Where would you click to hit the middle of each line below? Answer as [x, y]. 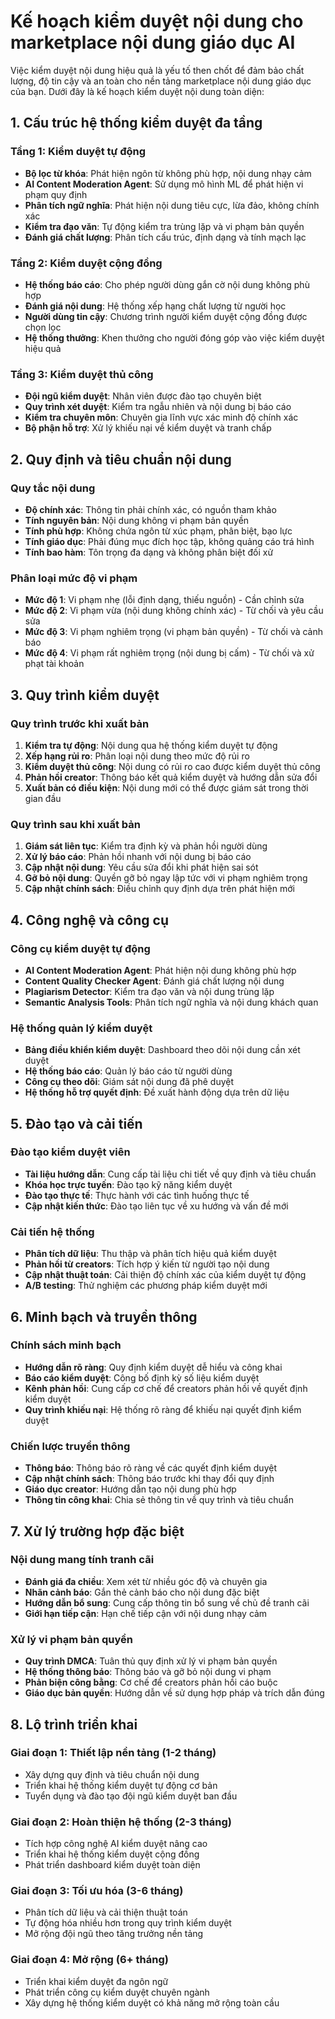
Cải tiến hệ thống [52, 1232]
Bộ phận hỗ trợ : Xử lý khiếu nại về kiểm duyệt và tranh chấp [148, 428]
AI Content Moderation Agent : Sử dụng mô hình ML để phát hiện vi [164, 184]
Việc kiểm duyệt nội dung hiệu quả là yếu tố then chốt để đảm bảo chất [157, 70]
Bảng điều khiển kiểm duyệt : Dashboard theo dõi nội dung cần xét [162, 1050]
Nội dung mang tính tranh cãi [82, 1560]
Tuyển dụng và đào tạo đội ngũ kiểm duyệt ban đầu [131, 1796]
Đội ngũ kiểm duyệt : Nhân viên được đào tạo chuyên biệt [143, 396]
